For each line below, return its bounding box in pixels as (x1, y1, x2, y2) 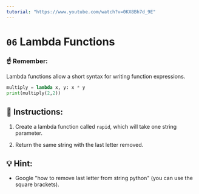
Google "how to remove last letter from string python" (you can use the (15, 175, 193, 182)
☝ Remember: (6, 57, 49, 65)
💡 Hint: (6, 158, 33, 169)
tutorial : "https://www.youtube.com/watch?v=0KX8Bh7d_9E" (6, 8, 156, 15)
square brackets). (15, 181, 59, 188)
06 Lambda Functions (6, 34, 115, 48)
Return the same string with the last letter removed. (15, 141, 144, 148)
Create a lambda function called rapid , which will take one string (15, 123, 177, 130)
